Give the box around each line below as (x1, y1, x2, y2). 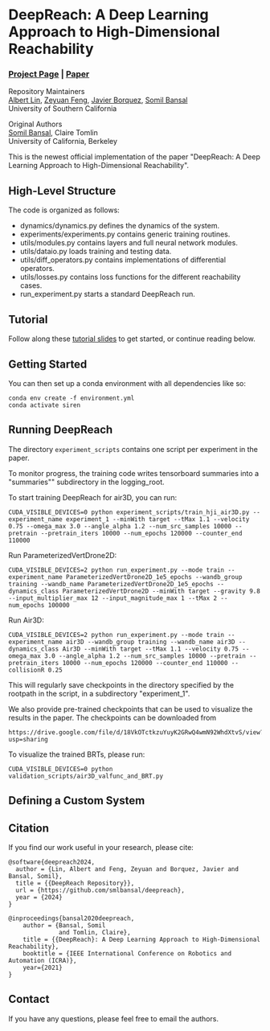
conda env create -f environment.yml (8, 394, 135, 402)
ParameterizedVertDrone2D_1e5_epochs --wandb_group (65, 573, 243, 581)
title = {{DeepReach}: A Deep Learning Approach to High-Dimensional (22, 935, 261, 943)
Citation (8, 821, 50, 835)
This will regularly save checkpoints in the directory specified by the (8, 680, 235, 689)
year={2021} (22, 963, 63, 971)
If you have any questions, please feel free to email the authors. (8, 1013, 219, 1023)
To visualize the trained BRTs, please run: (8, 750, 145, 759)
